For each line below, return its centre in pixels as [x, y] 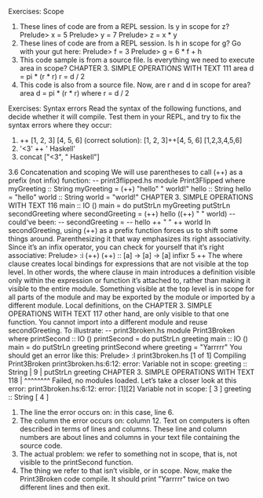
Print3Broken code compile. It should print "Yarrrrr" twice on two [124, 479]
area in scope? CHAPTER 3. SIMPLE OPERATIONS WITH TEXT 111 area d [136, 68]
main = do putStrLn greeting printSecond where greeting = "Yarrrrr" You [125, 347]
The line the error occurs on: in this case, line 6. [97, 412]
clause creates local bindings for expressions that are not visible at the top [128, 264]
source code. [41, 445]
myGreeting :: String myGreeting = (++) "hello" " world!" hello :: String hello [130, 189]
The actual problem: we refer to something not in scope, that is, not [128, 454]
